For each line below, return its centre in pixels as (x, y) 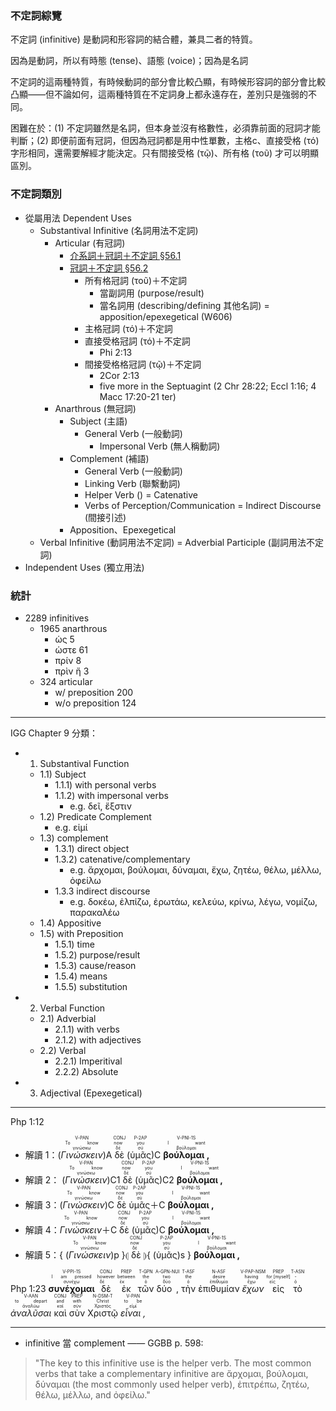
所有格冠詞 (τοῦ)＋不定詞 (136, 280)
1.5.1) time (74, 944)
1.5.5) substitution (91, 986)
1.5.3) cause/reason (95, 965)
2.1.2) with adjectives (98, 1039)
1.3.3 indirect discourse (102, 891)
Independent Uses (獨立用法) (84, 567)
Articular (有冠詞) (90, 243)
